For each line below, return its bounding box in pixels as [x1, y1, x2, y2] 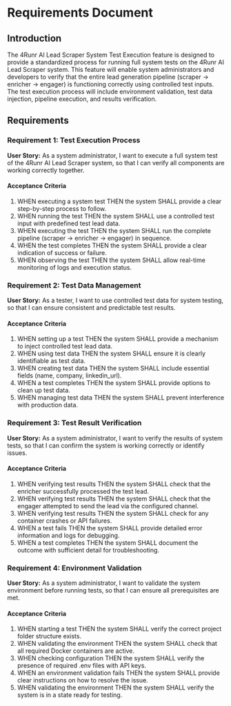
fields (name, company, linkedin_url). [17, 371, 122, 380]
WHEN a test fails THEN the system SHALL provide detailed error [17, 523, 203, 532]
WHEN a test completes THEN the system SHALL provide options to [17, 379, 210, 387]
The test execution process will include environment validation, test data [7, 88, 212, 95]
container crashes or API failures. [17, 517, 112, 525]
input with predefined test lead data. [17, 219, 121, 227]
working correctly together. [7, 166, 85, 174]
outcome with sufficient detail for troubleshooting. [17, 546, 160, 554]
